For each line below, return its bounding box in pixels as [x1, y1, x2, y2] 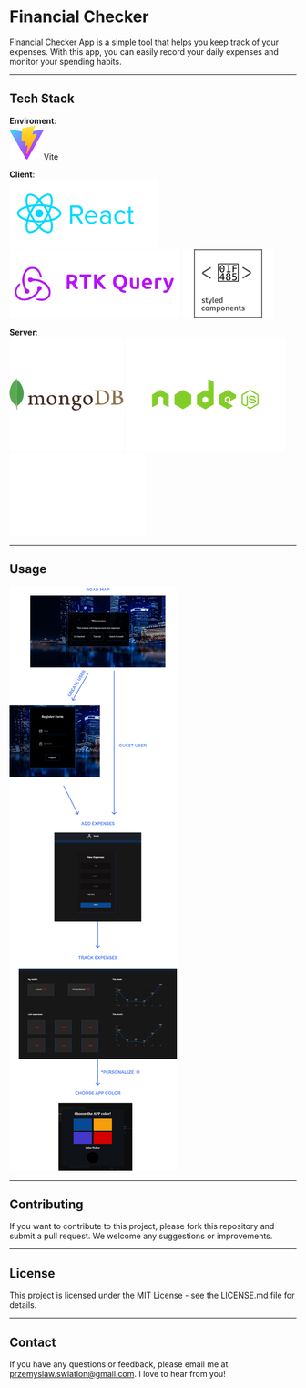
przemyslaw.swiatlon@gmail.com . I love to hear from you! [9, 1369, 226, 1379]
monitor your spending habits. [9, 56, 122, 67]
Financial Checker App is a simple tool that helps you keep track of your [9, 37, 280, 47]
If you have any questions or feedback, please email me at [9, 1359, 229, 1370]
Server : [9, 327, 38, 338]
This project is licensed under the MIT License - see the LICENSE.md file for [9, 1289, 295, 1301]
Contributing [9, 1196, 84, 1212]
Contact [9, 1334, 56, 1350]
